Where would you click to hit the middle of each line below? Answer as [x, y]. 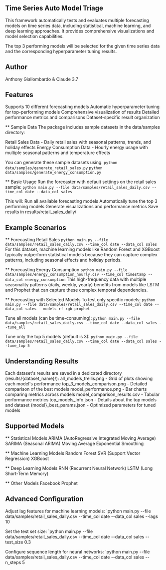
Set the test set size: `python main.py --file [49, 531]
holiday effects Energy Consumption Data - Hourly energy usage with [77, 148]
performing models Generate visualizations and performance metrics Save [82, 207]
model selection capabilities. [34, 36]
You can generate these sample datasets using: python [61, 163]
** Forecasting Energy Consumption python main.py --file [67, 270]
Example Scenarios [36, 227]
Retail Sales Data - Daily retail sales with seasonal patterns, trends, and [78, 142]
